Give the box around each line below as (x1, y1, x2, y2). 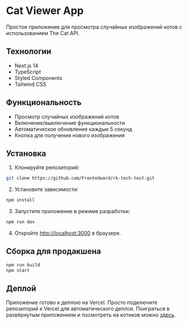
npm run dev (6, 219, 35, 225)
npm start (6, 267, 30, 273)
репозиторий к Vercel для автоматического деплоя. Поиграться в (6, 305, 170, 312)
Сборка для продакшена (6, 246, 101, 256)
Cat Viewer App (6, 4, 84, 18)
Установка (6, 148, 47, 158)
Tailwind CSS (14, 81, 47, 88)
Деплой (6, 283, 37, 293)
